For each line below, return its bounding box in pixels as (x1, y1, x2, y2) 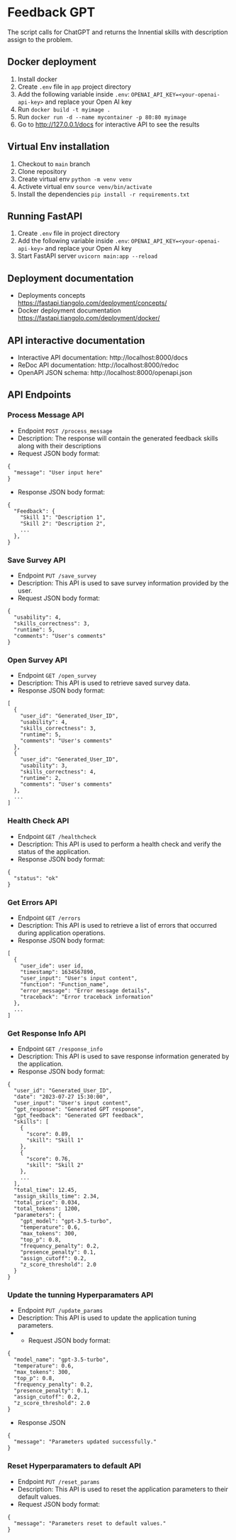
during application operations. (17, 928, 106, 937)
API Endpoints (7, 389, 72, 401)
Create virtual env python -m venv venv (17, 175, 133, 183)
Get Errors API (7, 897, 58, 907)
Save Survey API (7, 555, 66, 565)
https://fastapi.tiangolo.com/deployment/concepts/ (17, 299, 167, 308)
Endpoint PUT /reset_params (17, 1477, 100, 1485)
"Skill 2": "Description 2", (20, 520, 106, 527)
